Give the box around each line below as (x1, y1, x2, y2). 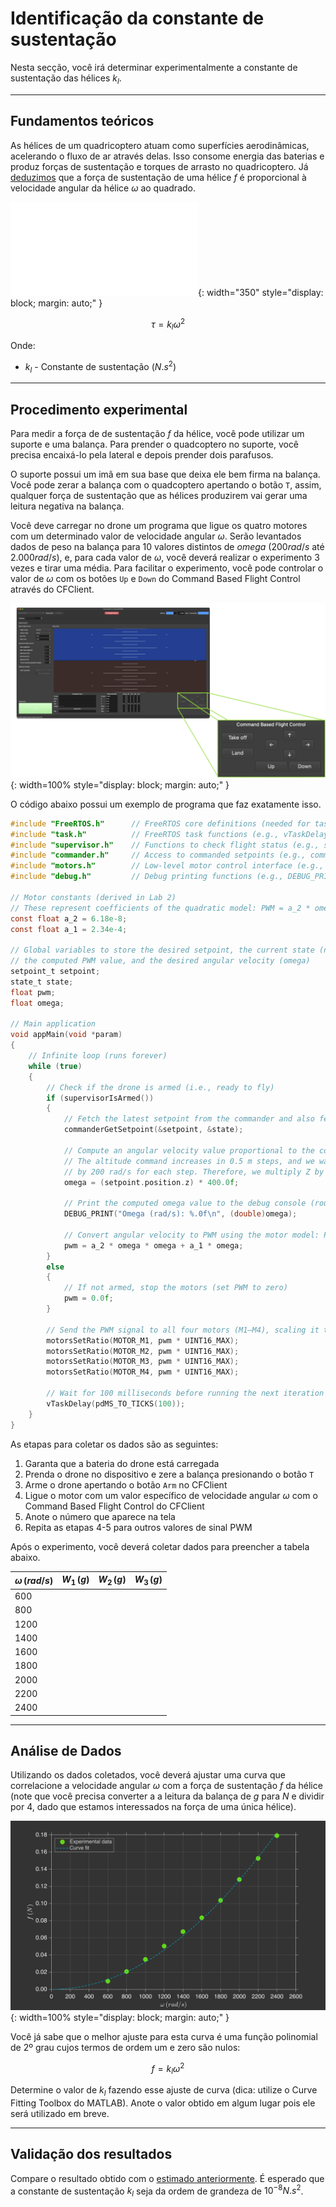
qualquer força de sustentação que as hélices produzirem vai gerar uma (10, 490, 308, 502)
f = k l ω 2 (151, 2060, 185, 2077)
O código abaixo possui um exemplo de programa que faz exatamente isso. (10, 798, 322, 810)
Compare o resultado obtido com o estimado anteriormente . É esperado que (10, 2172, 325, 2184)
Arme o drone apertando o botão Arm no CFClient (24, 1478, 228, 1491)
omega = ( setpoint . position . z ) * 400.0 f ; (63, 1177, 240, 1187)
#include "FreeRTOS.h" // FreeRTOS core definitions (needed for (10, 818, 311, 829)
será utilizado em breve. (10, 2107, 110, 2119)
